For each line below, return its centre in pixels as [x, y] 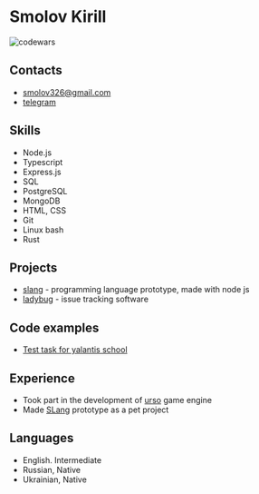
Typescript [43, 162]
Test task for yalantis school [75, 350]
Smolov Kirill [58, 17]
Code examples [54, 327]
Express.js [42, 172]
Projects [34, 267]
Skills [25, 130]
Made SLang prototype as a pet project [96, 410]
